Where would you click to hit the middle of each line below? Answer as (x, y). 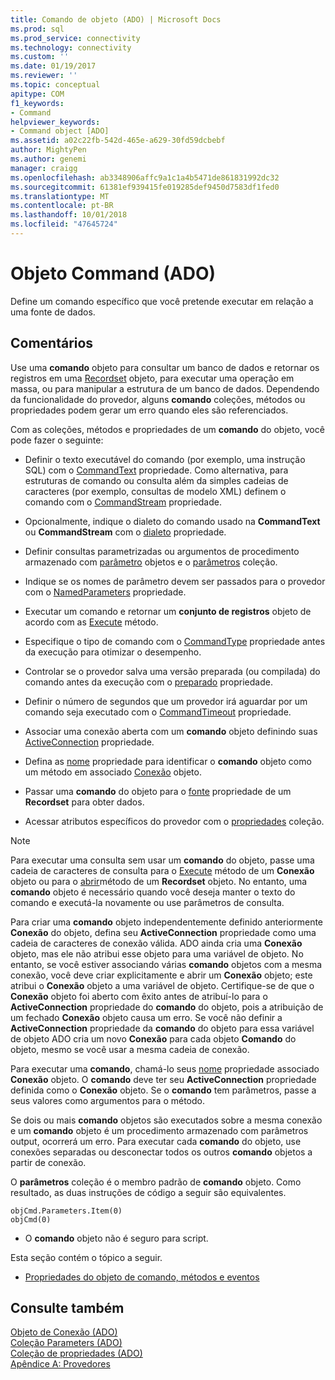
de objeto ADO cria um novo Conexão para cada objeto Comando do (153, 1038)
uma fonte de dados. (53, 312)
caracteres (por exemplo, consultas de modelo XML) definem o (155, 491)
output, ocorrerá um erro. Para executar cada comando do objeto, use (156, 1141)
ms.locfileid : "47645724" (64, 224)
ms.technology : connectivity (71, 47)
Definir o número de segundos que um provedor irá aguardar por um (166, 701)
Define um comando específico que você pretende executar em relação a (162, 301)
